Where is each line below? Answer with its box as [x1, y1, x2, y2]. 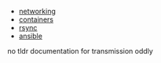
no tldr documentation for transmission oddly [7, 47, 154, 55]
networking [18, 7, 57, 16]
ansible [18, 31, 42, 40]
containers [18, 15, 54, 24]
